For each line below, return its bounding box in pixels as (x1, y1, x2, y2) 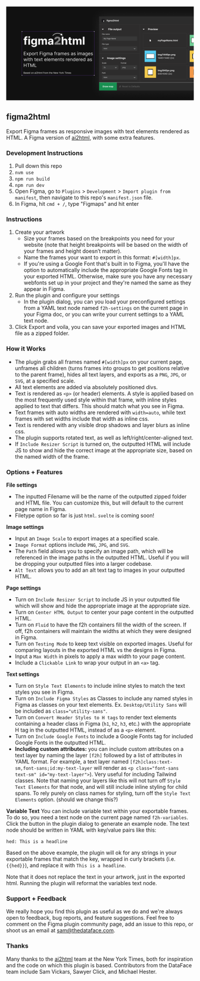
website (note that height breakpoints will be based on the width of (23, 242, 188, 249)
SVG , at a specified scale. (14, 377, 76, 384)
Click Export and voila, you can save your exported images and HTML (14, 324, 186, 331)
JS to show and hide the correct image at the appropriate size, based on (14, 447, 192, 454)
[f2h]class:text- (130, 759, 173, 765)
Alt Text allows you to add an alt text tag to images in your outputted (14, 566, 185, 573)
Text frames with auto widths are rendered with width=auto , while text (14, 409, 186, 416)
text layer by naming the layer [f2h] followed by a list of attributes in (14, 752, 183, 759)
